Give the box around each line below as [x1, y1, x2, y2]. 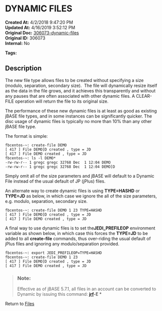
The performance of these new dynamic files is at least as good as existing [5, 108, 157, 114]
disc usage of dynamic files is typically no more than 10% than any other [5, 118, 152, 124]
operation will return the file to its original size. [15, 98, 109, 104]
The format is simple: [5, 133, 48, 139]
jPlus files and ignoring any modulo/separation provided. [5, 240, 119, 247]
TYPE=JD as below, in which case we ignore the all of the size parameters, [5, 193, 157, 199]
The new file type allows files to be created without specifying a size [5, 77, 144, 83]
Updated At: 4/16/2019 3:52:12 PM [5, 24, 75, 30]
